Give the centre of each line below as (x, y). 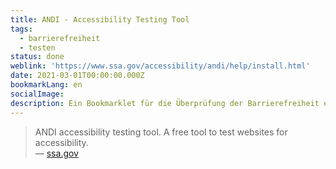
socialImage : (37, 94)
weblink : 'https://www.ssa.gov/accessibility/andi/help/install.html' (160, 66)
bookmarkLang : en (46, 85)
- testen (37, 47)
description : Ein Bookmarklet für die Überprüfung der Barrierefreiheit (165, 103)
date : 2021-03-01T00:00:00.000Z (77, 76)
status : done (37, 57)
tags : (21, 29)
